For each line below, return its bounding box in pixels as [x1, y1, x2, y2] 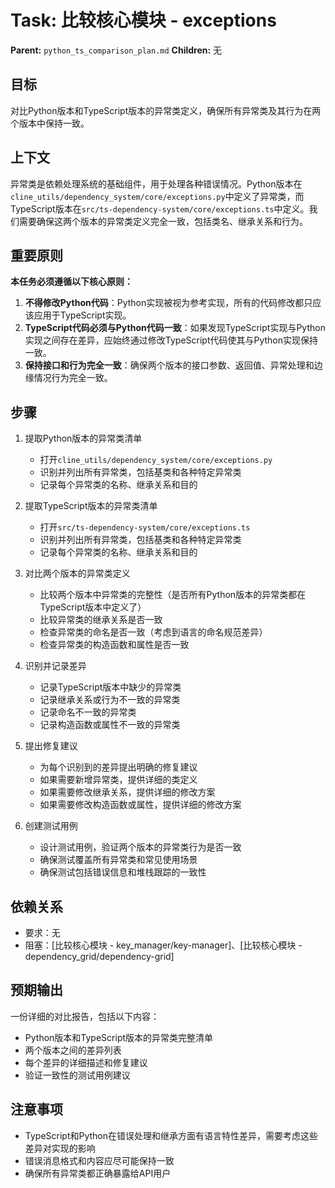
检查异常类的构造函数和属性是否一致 [39, 639, 190, 651]
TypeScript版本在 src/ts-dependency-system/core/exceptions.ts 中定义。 [10, 202, 310, 215]
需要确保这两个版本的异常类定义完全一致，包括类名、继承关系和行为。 [18, 215, 308, 227]
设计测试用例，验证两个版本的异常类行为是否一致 [39, 841, 242, 853]
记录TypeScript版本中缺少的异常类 [39, 681, 182, 693]
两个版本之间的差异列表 [24, 1044, 122, 1056]
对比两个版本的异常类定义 [24, 567, 131, 580]
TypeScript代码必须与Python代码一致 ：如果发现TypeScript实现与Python [24, 322, 326, 334]
